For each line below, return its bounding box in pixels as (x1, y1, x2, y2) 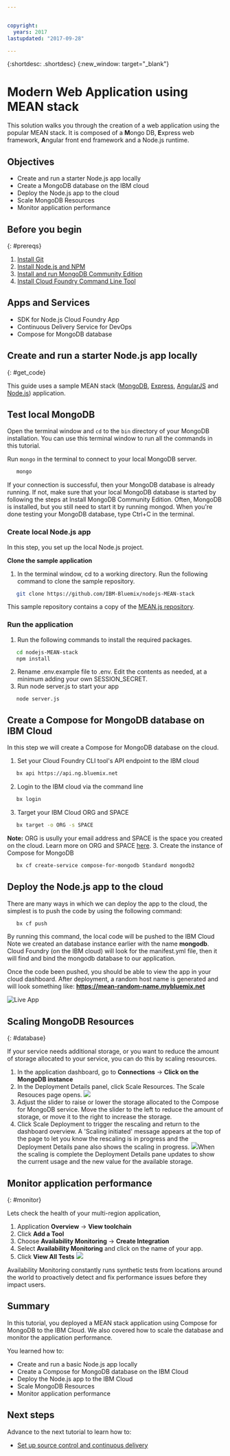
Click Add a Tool (16, 1230, 65, 1238)
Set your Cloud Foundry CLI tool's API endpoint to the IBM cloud (16, 757, 199, 765)
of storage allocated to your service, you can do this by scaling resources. (7, 1054, 218, 1063)
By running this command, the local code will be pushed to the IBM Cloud (7, 933, 215, 941)
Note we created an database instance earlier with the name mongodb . (7, 939, 209, 948)
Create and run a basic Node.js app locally (16, 1360, 138, 1368)
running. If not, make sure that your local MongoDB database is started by (7, 488, 216, 497)
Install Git (16, 255, 44, 263)
